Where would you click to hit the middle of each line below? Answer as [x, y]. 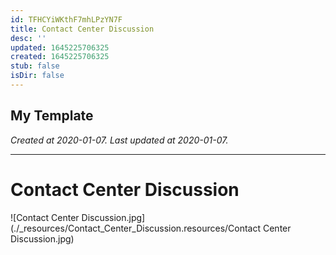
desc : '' [28, 38]
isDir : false [37, 76]
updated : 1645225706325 [60, 47]
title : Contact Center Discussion [82, 29]
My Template [52, 116]
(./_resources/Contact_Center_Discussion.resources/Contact [136, 228]
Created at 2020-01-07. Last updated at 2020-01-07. [119, 140]
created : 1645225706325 [60, 57]
